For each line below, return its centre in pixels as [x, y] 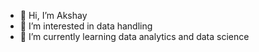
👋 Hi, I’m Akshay [53, 15]
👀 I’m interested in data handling [86, 26]
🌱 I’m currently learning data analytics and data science [134, 36]
